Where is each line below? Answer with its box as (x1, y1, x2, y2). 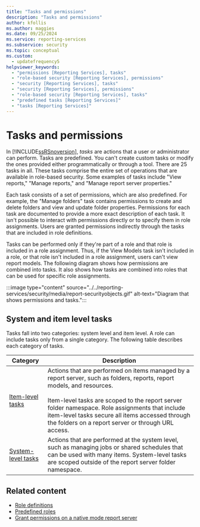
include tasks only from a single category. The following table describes (6, 336, 183, 343)
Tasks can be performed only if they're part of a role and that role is (6, 241, 173, 248)
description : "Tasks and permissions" (6, 14, 102, 20)
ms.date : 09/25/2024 (6, 31, 58, 37)
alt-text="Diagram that (133, 290, 189, 298)
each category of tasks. (6, 342, 64, 350)
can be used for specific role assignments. (6, 272, 111, 280)
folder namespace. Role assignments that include (47, 404, 186, 412)
